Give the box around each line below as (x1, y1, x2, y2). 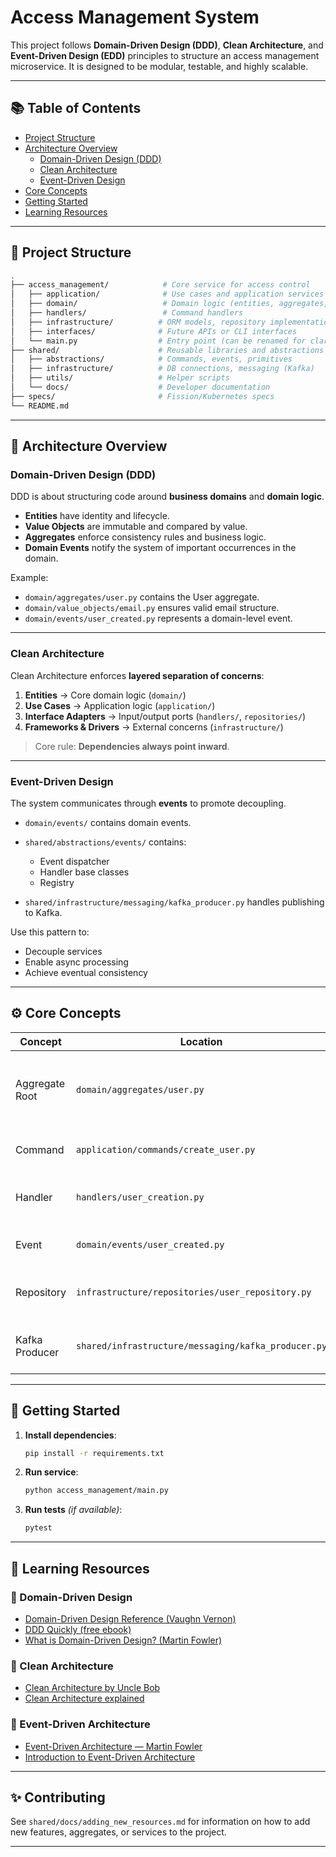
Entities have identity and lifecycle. (24, 510, 170, 522)
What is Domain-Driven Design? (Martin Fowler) (24, 1634, 223, 1646)
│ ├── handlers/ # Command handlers (10, 308, 244, 318)
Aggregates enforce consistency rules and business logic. (24, 531, 267, 543)
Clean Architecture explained (24, 1692, 145, 1705)
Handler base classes (39, 866, 130, 878)
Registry (39, 876, 75, 888)
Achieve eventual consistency (24, 966, 148, 978)
